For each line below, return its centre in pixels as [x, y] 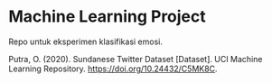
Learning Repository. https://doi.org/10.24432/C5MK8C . [113, 69]
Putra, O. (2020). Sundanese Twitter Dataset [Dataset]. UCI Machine [136, 59]
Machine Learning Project [108, 17]
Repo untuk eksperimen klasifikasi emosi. [86, 41]
